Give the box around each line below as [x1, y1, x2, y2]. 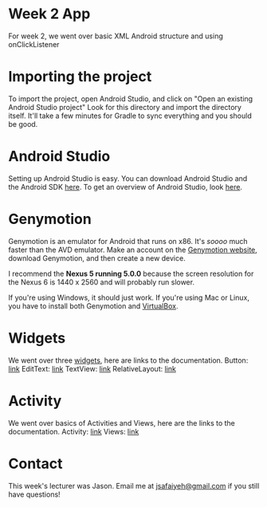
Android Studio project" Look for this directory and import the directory [8, 102, 241, 112]
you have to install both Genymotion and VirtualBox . [8, 301, 179, 311]
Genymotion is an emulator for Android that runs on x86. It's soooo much [8, 236, 249, 246]
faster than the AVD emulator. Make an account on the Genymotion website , [8, 245, 257, 254]
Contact [8, 454, 63, 473]
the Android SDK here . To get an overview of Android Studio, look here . [8, 182, 243, 191]
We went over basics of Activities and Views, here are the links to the [8, 418, 235, 427]
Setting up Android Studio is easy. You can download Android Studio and [8, 173, 248, 183]
